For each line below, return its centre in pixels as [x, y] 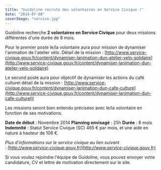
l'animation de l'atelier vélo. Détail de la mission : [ [56, 52]
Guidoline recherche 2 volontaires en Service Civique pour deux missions [80, 33]
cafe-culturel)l [20, 98]
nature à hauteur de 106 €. [32, 133]
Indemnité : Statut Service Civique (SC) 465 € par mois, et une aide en [77, 128]
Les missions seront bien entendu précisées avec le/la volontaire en [74, 108]
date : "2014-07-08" [25, 14]
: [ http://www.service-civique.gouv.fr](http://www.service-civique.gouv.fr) [80, 148]
